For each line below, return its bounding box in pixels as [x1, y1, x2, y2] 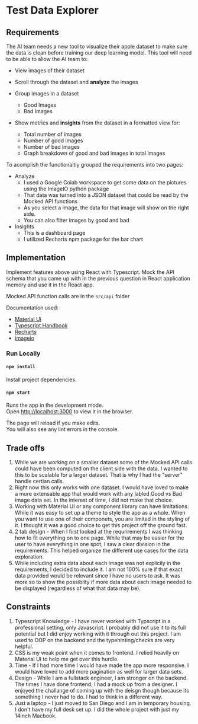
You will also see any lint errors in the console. [6, 426, 119, 433]
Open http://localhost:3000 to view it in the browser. [6, 408, 134, 415]
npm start [6, 390, 31, 396]
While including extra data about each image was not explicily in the [14, 559, 181, 566]
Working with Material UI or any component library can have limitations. [14, 502, 189, 510]
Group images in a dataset [14, 90, 79, 97]
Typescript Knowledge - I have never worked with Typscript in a [14, 617, 171, 624]
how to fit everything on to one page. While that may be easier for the [14, 534, 184, 541]
